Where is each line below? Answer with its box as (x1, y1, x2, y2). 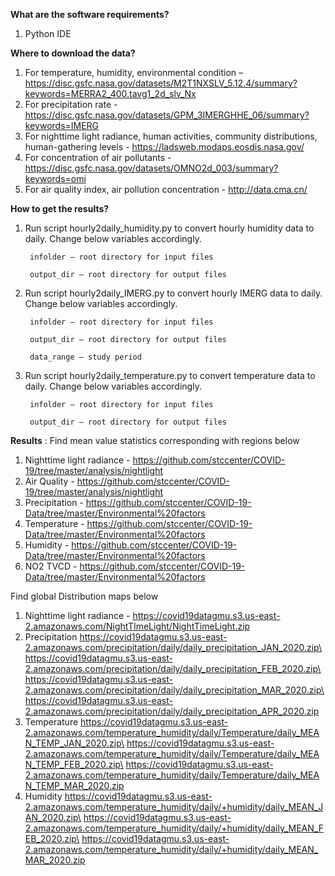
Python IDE (24, 28, 72, 39)
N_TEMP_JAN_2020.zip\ (24, 737, 125, 749)
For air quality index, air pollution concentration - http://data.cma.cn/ (24, 184, 308, 195)
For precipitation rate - (24, 99, 118, 110)
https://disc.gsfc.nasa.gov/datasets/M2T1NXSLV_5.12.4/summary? (24, 77, 298, 89)
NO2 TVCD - (24, 560, 78, 572)
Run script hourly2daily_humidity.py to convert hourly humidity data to (24, 222, 315, 234)
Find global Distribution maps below (10, 590, 159, 602)
